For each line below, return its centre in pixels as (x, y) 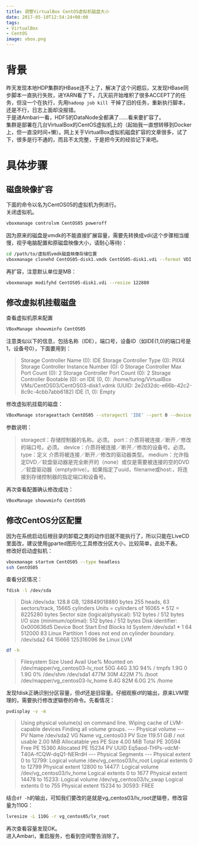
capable (30, 729)
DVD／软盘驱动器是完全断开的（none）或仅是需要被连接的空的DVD (108, 462)
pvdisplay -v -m (26, 712)
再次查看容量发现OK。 (33, 828)
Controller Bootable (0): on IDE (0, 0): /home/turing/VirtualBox (96, 379)
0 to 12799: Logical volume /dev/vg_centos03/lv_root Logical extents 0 (106, 760)
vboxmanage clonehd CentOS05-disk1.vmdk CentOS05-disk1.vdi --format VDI (99, 259)
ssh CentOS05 (22, 567)
